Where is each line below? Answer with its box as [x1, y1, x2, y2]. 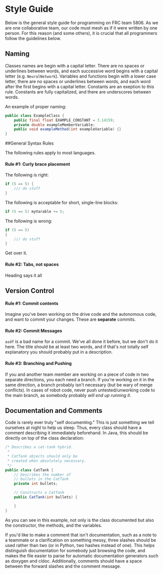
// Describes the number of [14, 472, 71, 477]
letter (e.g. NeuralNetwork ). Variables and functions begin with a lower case [5, 73, 157, 79]
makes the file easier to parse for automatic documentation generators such [5, 552, 159, 559]
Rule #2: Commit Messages [5, 328, 63, 333]
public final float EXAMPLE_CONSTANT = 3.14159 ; [14, 118, 115, 122]
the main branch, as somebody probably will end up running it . [5, 392, 131, 398]
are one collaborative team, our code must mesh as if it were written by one [5, 25, 158, 30]
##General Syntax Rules [5, 140, 54, 146]
